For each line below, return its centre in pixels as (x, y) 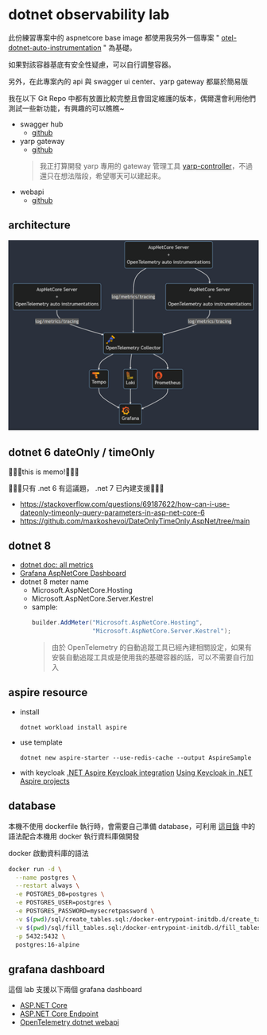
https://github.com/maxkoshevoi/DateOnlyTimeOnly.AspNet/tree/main (135, 521)
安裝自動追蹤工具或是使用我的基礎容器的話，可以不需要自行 (149, 657)
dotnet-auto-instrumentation (55, 47)
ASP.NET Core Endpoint (59, 1014)
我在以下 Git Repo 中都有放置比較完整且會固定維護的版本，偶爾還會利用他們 (132, 98)
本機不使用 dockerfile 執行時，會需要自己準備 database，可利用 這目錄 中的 (132, 826)
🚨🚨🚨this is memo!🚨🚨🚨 (44, 472)
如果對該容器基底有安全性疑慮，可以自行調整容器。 (92, 64)
